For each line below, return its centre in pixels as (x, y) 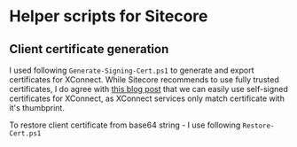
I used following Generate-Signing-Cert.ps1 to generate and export (132, 70)
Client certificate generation (89, 49)
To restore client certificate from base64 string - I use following (125, 125)
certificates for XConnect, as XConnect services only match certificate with (147, 98)
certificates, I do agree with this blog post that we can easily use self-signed (148, 89)
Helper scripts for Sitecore (109, 16)
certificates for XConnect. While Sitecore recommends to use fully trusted (144, 80)
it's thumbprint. (37, 108)
